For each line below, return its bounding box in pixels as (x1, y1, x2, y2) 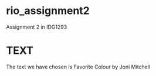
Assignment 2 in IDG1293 (6, 23, 67, 30)
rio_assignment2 (6, 4, 90, 18)
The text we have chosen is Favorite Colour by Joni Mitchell (6, 63, 151, 70)
